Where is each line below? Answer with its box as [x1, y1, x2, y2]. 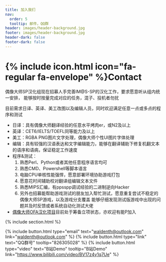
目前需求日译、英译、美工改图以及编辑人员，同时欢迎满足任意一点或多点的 [5, 105, 157, 111]
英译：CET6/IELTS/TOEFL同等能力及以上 [12, 128, 95, 134]
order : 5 [9, 16, 28, 21]
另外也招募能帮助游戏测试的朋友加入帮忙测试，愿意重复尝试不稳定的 [19, 190, 159, 196]
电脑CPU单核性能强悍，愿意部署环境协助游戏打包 [19, 172, 120, 178]
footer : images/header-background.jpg [5, 30, 85, 35]
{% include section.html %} [5, 219, 61, 225]
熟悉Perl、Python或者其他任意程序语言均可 [19, 159, 108, 165]
